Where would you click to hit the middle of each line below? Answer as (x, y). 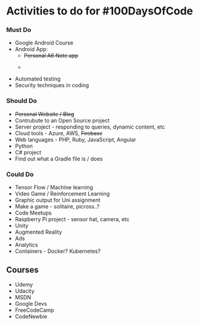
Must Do (19, 30)
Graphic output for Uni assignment (58, 200)
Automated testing (38, 79)
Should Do (22, 101)
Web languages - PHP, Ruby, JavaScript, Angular (76, 139)
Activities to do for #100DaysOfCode (100, 11)
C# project (28, 152)
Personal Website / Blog (44, 114)
